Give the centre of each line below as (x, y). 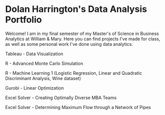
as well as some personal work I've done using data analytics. (69, 44)
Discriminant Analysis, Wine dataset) (43, 78)
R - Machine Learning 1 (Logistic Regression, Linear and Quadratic (73, 73)
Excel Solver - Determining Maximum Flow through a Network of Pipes (78, 107)
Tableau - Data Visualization (34, 54)
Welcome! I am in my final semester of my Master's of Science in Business (82, 33)
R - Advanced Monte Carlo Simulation (44, 63)
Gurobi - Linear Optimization (35, 88)
